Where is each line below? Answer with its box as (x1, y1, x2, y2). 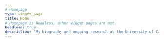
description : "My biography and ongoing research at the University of (5, 29, 154, 34)
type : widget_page (5, 12, 42, 16)
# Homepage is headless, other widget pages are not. (5, 20, 117, 26)
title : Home (5, 16, 29, 21)
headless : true (5, 25, 36, 30)
